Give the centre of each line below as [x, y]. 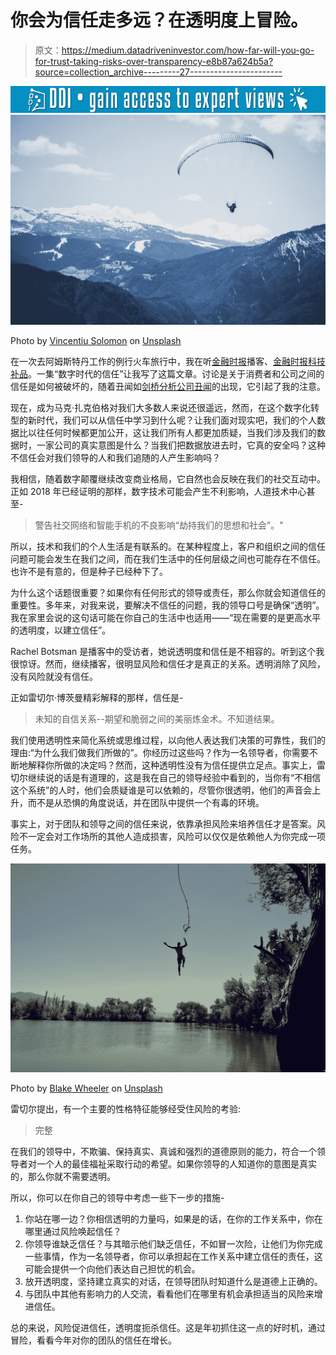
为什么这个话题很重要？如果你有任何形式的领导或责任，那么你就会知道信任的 [168, 592]
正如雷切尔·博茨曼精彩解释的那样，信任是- [97, 697]
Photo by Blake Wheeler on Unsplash [86, 1088]
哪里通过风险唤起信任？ [73, 1231]
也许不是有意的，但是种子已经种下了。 [89, 571]
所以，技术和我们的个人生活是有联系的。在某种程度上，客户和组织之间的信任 [168, 546]
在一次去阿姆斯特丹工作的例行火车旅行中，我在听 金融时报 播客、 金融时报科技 [168, 361]
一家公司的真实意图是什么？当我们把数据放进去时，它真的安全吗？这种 [181, 445]
